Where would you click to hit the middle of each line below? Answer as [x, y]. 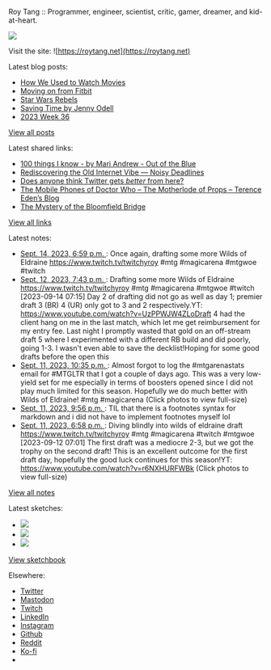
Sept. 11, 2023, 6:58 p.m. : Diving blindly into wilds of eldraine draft [131, 425]
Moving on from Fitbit [56, 91]
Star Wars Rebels [49, 99]
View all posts [32, 132]
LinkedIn [34, 617]
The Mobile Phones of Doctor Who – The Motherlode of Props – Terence [141, 190]
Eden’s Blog [40, 198]
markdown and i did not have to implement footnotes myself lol [125, 417]
